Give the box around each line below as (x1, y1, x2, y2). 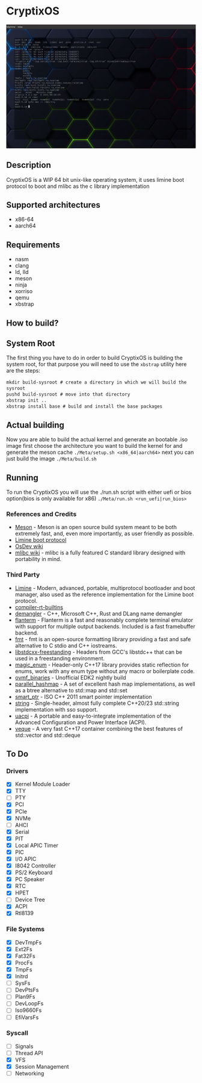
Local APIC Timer (14, 842, 59, 849)
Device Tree (14, 896, 45, 904)
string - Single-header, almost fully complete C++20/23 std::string (14, 700, 179, 707)
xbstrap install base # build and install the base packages (6, 403, 163, 410)
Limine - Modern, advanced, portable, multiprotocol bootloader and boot (14, 584, 195, 591)
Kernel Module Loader (14, 781, 70, 788)
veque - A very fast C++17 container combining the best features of (14, 725, 183, 732)
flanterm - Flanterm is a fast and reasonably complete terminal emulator (14, 616, 194, 624)
